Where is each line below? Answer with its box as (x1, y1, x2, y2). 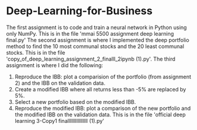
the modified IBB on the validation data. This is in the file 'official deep (14, 111, 186, 118)
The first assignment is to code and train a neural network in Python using (6, 24, 187, 31)
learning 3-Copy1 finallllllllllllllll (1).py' (14, 117, 104, 124)
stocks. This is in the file (6, 49, 65, 56)
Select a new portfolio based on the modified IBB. (14, 98, 136, 105)
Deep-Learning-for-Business (6, 4, 153, 18)
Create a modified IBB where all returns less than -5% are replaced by (14, 85, 186, 93)
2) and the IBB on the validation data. (14, 79, 106, 87)
